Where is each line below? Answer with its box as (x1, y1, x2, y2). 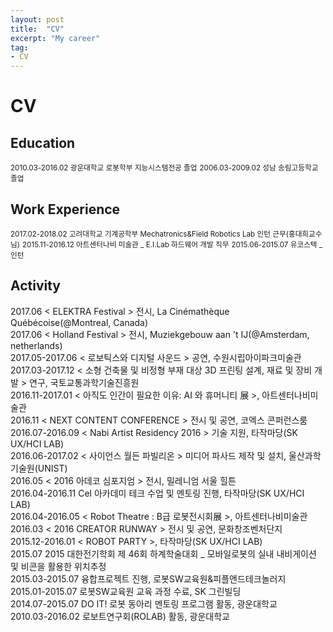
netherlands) (10, 339, 63, 351)
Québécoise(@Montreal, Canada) (10, 316, 149, 328)
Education (10, 134, 76, 151)
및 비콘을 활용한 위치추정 (10, 560, 107, 572)
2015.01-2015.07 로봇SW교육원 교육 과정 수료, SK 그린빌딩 (10, 585, 242, 597)
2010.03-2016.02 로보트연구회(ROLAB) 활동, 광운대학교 (10, 610, 230, 622)
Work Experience (10, 201, 121, 218)
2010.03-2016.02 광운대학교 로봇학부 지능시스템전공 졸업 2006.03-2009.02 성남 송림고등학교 (10, 163, 319, 173)
